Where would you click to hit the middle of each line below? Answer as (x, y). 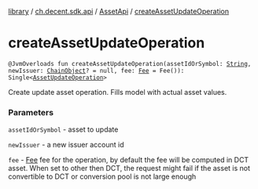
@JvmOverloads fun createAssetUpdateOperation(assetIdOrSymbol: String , (130, 64)
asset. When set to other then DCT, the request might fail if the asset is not (129, 169)
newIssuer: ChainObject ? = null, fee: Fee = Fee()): (96, 71)
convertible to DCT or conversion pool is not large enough (102, 176)
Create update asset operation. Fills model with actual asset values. (118, 92)
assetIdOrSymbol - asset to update (63, 129)
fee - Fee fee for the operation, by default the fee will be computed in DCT (129, 160)
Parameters (31, 112)
